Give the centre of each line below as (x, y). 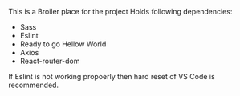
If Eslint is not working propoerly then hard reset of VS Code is (112, 76)
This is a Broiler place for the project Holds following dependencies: (120, 12)
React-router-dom (50, 61)
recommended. (33, 85)
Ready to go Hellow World (63, 44)
